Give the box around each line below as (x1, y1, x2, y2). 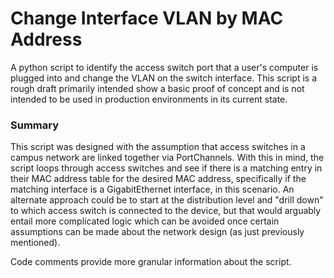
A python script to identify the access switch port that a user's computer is (10, 61, 319, 73)
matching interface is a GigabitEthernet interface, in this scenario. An (10, 183, 295, 196)
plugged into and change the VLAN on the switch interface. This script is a (10, 72, 317, 84)
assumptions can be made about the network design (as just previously (10, 226, 305, 238)
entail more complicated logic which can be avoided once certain (10, 215, 280, 227)
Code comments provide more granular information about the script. (10, 256, 292, 268)
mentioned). (10, 237, 61, 249)
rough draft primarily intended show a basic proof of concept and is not (10, 82, 305, 94)
